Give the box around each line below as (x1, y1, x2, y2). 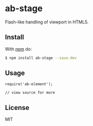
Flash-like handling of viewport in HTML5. (5, 19, 89, 25)
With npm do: (5, 46, 32, 52)
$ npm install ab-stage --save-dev (5, 55, 77, 60)
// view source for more (5, 90, 55, 95)
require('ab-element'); (5, 82, 53, 87)
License (5, 103, 30, 112)
